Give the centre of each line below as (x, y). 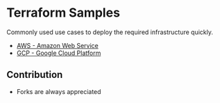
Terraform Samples (64, 13)
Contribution (35, 75)
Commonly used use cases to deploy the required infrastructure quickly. (110, 32)
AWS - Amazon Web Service (57, 45)
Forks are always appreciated (59, 91)
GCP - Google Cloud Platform (59, 53)
